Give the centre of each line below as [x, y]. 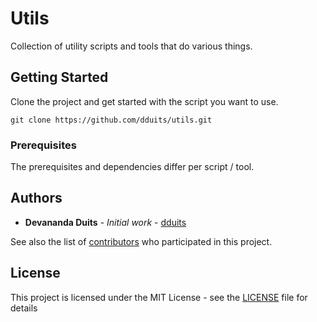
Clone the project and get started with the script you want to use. [144, 101]
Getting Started [59, 77]
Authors [36, 198]
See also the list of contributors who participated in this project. [141, 241]
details [24, 308]
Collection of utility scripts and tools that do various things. [131, 46]
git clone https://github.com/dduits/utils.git [111, 120]
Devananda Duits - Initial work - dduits [105, 222]
